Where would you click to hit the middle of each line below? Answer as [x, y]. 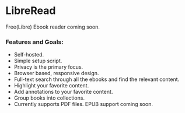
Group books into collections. [49, 98]
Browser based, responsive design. [56, 73]
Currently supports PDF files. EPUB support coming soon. [83, 104]
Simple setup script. [38, 61]
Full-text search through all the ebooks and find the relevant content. [97, 79]
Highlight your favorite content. [51, 86]
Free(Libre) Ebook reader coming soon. [53, 27]
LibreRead [31, 11]
